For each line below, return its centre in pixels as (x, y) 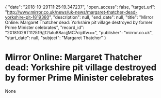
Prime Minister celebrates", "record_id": (45, 28)
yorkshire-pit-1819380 (27, 17)
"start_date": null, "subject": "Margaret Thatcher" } (56, 38)
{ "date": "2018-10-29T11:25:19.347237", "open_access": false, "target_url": (80, 7)
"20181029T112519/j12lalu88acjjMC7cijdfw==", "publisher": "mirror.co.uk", (79, 33)
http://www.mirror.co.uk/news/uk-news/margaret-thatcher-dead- (72, 12)
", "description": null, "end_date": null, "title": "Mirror (101, 17)
